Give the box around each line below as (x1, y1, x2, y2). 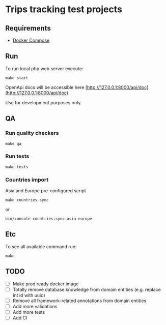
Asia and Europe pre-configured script (5, 188, 87, 194)
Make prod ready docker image (12, 281, 79, 287)
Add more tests (12, 309, 45, 315)
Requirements (5, 24, 51, 33)
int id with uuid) (12, 292, 46, 298)
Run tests (5, 153, 30, 160)
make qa (5, 141, 22, 146)
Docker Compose (12, 37, 50, 43)
